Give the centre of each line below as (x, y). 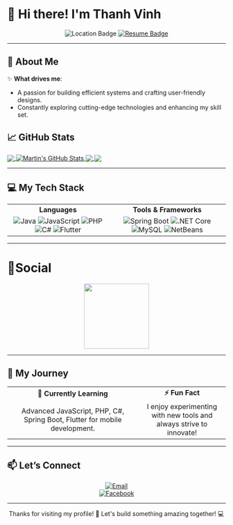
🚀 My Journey (38, 374)
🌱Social (29, 268)
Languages (58, 210)
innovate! (182, 433)
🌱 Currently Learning (73, 394)
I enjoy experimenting (182, 406)
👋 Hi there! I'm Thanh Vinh (84, 14)
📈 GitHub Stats (41, 137)
